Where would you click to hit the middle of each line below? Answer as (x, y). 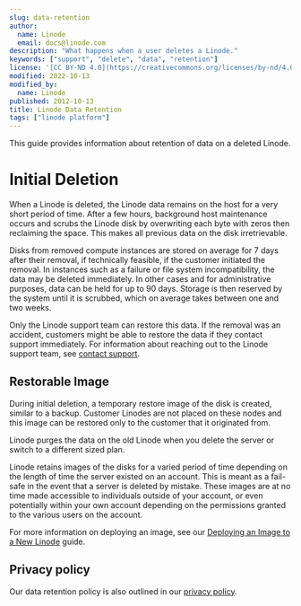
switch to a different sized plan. (67, 449)
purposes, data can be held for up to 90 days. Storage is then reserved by (146, 289)
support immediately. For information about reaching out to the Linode (139, 344)
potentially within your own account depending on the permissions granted (148, 505)
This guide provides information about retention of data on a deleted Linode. (150, 144)
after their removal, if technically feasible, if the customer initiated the (138, 260)
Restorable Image (60, 382)
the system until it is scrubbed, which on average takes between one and (144, 298)
